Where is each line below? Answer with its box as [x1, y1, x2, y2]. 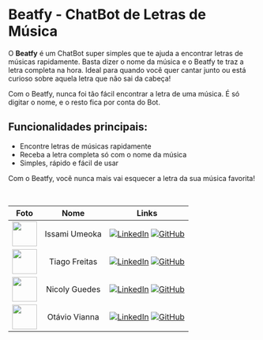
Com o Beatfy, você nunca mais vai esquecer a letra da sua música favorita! [8, 173, 255, 183]
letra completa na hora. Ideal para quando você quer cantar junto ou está [8, 65, 246, 74]
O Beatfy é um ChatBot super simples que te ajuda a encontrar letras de [8, 48, 243, 58]
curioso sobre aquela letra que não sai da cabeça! [8, 74, 171, 83]
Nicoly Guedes [46, 283, 101, 294]
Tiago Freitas [48, 255, 98, 266]
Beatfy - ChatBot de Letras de [8, 6, 207, 24]
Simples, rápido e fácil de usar [19, 158, 119, 168]
